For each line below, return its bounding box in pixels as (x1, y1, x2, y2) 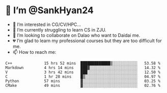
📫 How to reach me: (12, 49, 57, 55)
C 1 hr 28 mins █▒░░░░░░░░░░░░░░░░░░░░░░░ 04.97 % (5, 74, 160, 79)
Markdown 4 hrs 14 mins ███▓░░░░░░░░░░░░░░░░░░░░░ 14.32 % (5, 65, 160, 70)
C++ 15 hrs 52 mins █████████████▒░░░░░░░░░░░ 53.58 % (5, 60, 160, 66)
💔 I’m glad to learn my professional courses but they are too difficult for (12, 38, 162, 44)
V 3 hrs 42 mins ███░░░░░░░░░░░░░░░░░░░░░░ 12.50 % (5, 70, 160, 75)
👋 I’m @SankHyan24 (5, 5, 94, 16)
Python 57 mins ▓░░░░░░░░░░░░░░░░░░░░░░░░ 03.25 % (5, 78, 160, 83)
